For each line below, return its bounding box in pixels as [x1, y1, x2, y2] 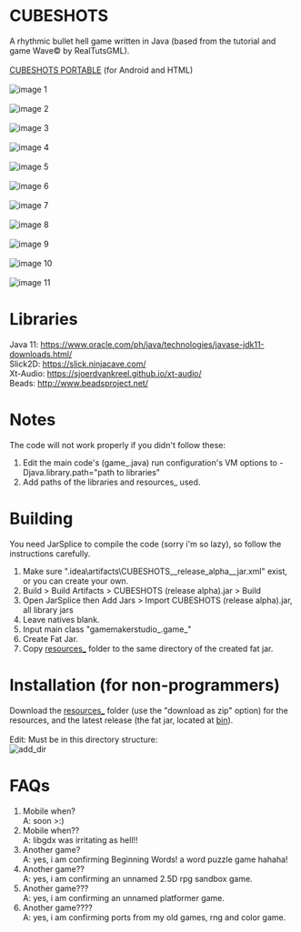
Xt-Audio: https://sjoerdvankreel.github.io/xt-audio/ [9, 367, 202, 378]
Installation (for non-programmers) [9, 675, 280, 696]
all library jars [22, 604, 75, 615]
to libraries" [116, 466, 161, 477]
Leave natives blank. [22, 614, 100, 625]
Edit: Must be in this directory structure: [9, 734, 158, 745]
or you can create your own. [22, 575, 129, 586]
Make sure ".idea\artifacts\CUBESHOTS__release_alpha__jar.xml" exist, [22, 566, 288, 576]
